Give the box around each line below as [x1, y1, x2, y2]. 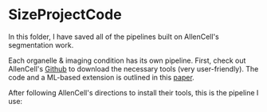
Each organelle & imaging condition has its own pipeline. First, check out [8, 56, 246, 65]
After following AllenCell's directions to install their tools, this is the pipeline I [8, 87, 259, 97]
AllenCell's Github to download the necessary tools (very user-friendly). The [8, 64, 259, 73]
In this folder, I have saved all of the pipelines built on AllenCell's [8, 32, 219, 41]
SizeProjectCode [8, 6, 122, 24]
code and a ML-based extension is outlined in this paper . [8, 72, 195, 82]
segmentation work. [8, 40, 74, 49]
